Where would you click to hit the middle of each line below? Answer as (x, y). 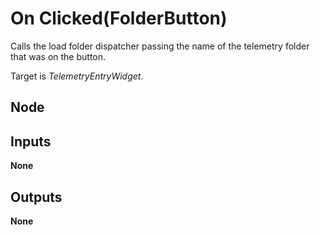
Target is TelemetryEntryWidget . (77, 76)
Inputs (31, 141)
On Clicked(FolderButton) (119, 18)
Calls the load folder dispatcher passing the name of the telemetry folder (160, 46)
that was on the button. (58, 56)
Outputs (36, 197)
